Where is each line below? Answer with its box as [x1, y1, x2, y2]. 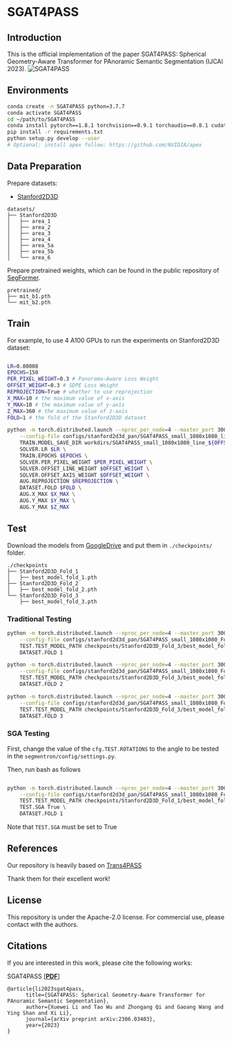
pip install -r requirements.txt [7, 128, 104, 135]
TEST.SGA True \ [19, 804, 67, 811]
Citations [7, 940, 48, 952]
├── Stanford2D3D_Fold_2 [7, 580, 79, 587]
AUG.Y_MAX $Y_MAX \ [19, 497, 76, 504]
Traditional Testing [7, 614, 72, 624]
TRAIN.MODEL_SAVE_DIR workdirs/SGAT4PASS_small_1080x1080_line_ [19, 439, 209, 446]
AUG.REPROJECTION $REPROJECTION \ [19, 478, 119, 485]
